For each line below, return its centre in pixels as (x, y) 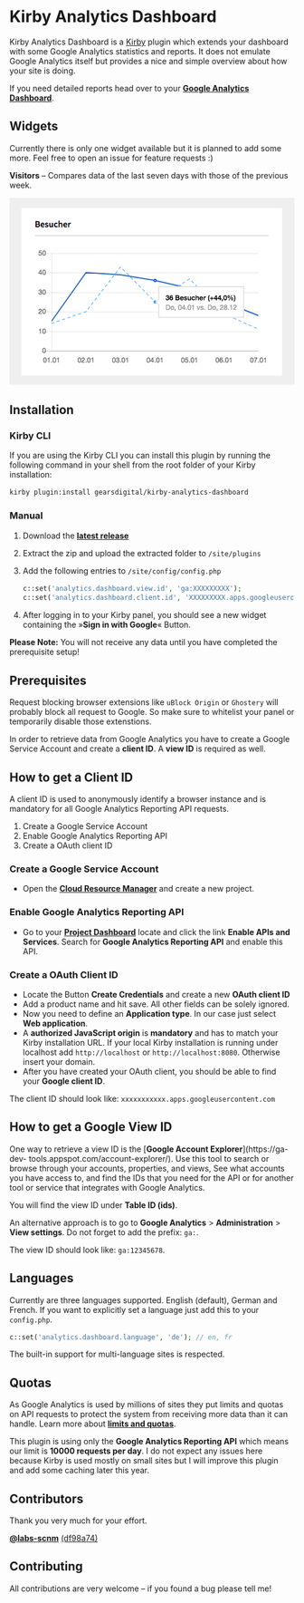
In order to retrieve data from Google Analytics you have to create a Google (150, 739)
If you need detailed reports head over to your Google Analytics (129, 88)
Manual (26, 516)
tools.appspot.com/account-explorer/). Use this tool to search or (149, 1158)
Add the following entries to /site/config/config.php (122, 570)
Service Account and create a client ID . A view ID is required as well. (138, 748)
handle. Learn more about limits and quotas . (93, 1424)
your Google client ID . (64, 1081)
